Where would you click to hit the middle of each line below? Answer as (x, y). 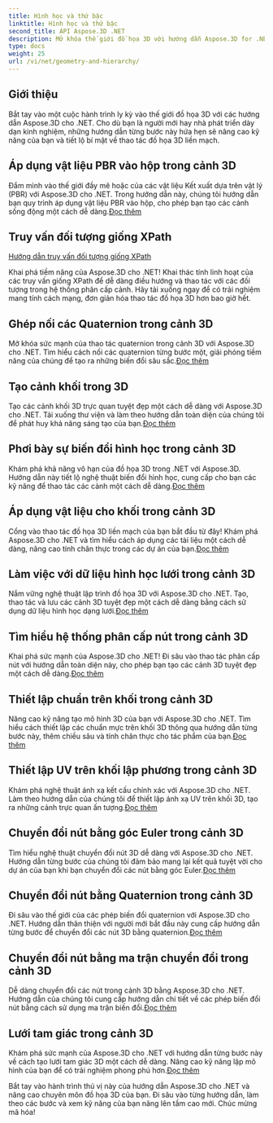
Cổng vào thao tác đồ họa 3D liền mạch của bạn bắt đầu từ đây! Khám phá (133, 531)
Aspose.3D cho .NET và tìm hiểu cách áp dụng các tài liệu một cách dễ (127, 539)
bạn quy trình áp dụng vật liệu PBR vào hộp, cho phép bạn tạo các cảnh (129, 203)
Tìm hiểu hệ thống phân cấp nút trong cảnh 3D (128, 636)
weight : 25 (27, 54)
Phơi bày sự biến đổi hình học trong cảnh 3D (122, 449)
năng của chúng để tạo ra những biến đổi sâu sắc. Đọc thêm (109, 361)
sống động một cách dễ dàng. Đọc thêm (75, 211)
